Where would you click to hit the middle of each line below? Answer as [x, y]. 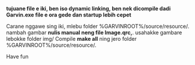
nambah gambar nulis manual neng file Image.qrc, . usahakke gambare [94, 32]
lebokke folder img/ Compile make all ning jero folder [72, 39]
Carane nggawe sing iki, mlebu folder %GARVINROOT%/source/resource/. [98, 26]
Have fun [17, 56]
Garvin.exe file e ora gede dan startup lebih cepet [69, 15]
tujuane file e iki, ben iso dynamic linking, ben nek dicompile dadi [89, 9]
